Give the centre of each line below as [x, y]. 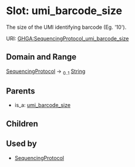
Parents [21, 91]
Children [22, 124]
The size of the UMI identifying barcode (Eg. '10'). [66, 27]
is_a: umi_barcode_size [43, 105]
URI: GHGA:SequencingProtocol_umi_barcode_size [67, 38]
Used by [21, 144]
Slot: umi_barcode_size [64, 11]
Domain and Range [41, 57]
